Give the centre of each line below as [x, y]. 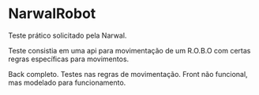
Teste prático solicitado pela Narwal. [68, 35]
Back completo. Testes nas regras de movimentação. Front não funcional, [128, 74]
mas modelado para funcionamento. [67, 82]
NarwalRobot [52, 14]
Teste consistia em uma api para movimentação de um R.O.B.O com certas [129, 50]
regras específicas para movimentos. [69, 59]
